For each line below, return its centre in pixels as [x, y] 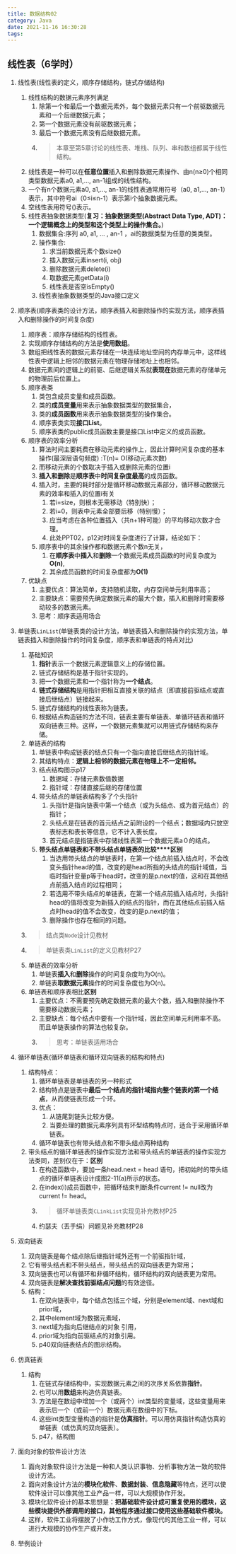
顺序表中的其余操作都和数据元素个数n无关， [102, 547]
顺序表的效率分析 [53, 441]
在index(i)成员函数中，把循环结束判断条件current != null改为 [126, 1187]
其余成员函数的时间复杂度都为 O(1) [99, 572]
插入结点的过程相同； [93, 885]
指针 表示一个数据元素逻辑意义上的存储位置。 [104, 664]
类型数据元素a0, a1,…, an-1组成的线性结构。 [92, 180]
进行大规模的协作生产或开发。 [71, 1529]
